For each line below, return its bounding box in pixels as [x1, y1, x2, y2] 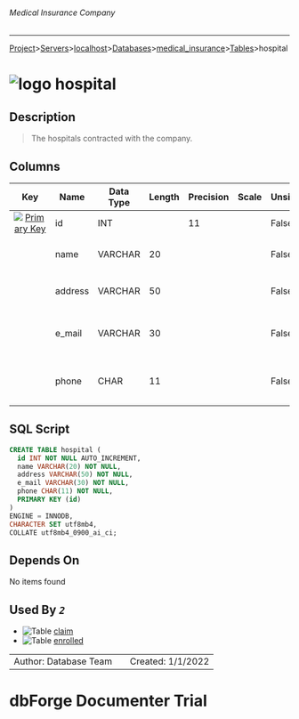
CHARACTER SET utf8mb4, [9, 520, 98, 529]
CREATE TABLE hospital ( [9, 445, 101, 454]
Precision [188, 191, 230, 204]
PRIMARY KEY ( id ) [17, 495, 82, 505]
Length [149, 191, 180, 204]
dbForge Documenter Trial [9, 691, 207, 711]
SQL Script [9, 422, 70, 437]
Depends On [9, 553, 80, 568]
